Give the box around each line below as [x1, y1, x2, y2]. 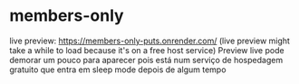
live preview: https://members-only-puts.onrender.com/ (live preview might [9, 35, 290, 46]
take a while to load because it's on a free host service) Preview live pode [9, 44, 285, 55]
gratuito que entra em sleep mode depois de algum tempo [9, 64, 227, 75]
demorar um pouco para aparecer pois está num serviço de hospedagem [9, 54, 284, 65]
